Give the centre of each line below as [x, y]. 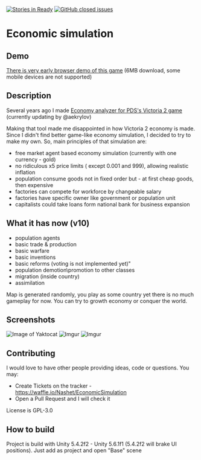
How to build [30, 430]
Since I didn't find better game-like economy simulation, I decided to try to [99, 135]
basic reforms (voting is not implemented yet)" [73, 263]
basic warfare [32, 251]
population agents [37, 238]
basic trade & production [46, 244]
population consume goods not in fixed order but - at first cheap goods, [104, 179]
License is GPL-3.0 [30, 410]
